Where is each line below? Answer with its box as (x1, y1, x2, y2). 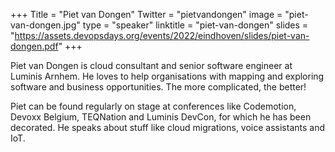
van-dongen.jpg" (10, 19, 81, 31)
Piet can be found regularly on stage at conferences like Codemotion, (10, 100, 297, 112)
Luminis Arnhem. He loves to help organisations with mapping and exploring (10, 70, 325, 82)
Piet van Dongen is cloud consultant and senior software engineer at (10, 60, 293, 71)
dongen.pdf (10, 40, 59, 52)
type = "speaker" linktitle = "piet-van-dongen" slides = (82, 19, 309, 31)
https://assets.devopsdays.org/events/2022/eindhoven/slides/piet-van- (14, 30, 310, 41)
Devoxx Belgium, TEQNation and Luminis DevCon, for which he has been (10, 111, 312, 123)
